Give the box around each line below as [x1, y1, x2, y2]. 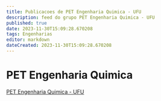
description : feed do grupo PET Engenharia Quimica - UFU [6, 14, 155, 20]
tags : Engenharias [6, 31, 52, 37]
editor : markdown [6, 37, 50, 43]
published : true [6, 20, 47, 26]
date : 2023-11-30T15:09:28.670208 [6, 25, 93, 32]
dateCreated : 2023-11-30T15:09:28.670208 [6, 43, 112, 49]
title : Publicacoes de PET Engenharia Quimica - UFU [6, 8, 142, 15]
